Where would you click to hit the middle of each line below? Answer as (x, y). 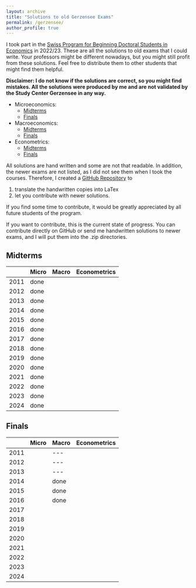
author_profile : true (32, 28)
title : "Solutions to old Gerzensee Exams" (60, 17)
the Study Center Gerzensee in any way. (56, 93)
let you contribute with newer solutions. (62, 196)
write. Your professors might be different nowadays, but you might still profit (98, 57)
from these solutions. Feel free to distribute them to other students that (92, 63)
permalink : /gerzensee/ (35, 22)
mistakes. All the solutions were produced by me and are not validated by (97, 87)
